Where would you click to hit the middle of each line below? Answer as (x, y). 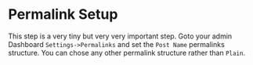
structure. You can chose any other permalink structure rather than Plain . (127, 52)
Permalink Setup (63, 14)
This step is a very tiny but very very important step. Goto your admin (120, 36)
